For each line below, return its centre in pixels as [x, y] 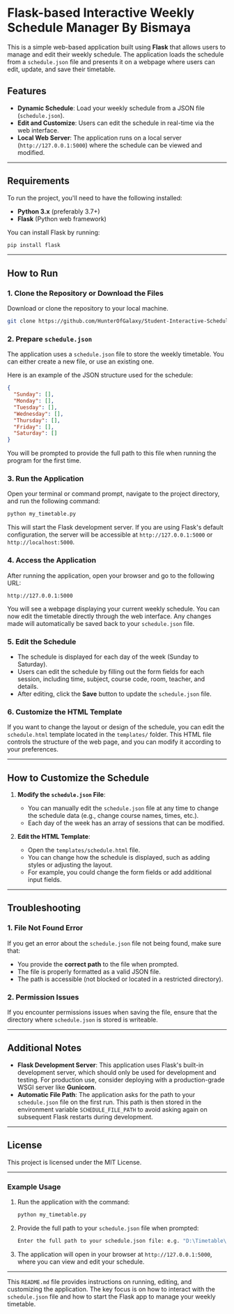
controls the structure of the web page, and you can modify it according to [114, 742]
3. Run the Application [46, 479]
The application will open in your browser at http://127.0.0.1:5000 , [115, 1254]
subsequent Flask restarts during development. [85, 1117]
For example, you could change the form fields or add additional [120, 872]
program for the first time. [44, 461]
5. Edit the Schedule [42, 641]
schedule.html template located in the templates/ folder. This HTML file [110, 735]
